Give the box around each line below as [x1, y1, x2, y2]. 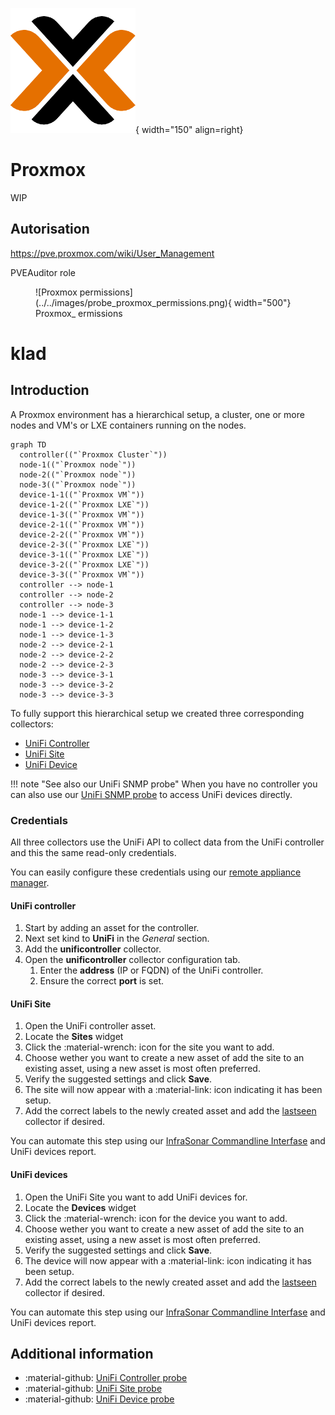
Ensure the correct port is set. [39, 975, 164, 987]
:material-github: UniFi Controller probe [24, 1372, 188, 1384]
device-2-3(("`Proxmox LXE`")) [19, 539, 150, 550]
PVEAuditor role [10, 266, 76, 278]
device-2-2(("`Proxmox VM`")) [19, 529, 145, 540]
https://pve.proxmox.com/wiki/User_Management [10, 247, 215, 259]
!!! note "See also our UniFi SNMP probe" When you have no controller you [10, 778, 318, 790]
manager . [10, 877, 50, 889]
